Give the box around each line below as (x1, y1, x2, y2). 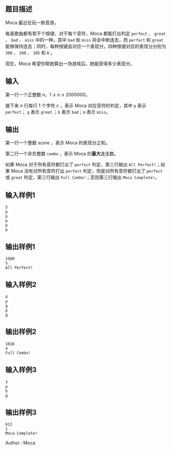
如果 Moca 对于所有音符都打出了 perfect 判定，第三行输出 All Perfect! (5, 161, 157, 168)
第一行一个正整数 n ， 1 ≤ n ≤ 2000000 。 (5, 91, 90, 97)
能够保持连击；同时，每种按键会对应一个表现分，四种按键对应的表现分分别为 (5, 43, 166, 49)
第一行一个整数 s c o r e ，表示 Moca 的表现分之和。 (5, 140, 110, 146)
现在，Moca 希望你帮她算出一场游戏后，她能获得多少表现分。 (5, 60, 135, 67)
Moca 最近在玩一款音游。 (5, 19, 59, 26)
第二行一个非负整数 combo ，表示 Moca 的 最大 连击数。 (5, 151, 119, 157)
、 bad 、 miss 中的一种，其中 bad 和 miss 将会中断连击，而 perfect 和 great (5, 36, 164, 43)
